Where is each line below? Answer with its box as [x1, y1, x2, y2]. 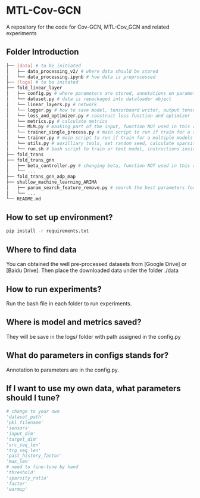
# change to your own [6, 409, 60, 415]
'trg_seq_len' [6, 447, 42, 453]
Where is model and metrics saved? [6, 317, 142, 327]
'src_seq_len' [6, 442, 42, 448]
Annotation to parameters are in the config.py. [6, 366, 119, 373]
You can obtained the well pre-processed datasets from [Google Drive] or [6, 261, 187, 268]
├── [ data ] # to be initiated [6, 63, 82, 69]
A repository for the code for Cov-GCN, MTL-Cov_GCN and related [6, 23, 170, 30]
